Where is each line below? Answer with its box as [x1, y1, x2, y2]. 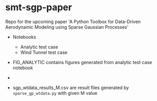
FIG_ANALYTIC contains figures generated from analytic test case [12, 59, 152, 65]
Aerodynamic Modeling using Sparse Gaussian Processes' [5, 24, 129, 30]
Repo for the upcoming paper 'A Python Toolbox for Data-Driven [5, 18, 141, 25]
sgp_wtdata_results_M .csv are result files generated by [12, 84, 129, 91]
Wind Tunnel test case [20, 49, 68, 55]
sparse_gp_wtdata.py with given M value [12, 90, 98, 96]
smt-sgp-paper [5, 2, 73, 13]
